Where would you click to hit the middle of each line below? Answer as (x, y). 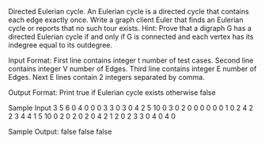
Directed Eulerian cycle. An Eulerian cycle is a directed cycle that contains (129, 11)
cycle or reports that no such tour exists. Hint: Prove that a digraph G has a (130, 28)
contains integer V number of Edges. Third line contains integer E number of (132, 69)
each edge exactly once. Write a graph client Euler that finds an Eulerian (126, 20)
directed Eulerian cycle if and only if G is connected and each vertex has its (131, 36)
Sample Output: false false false (60, 131)
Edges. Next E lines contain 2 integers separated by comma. (106, 77)
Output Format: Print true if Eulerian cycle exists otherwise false (112, 93)
